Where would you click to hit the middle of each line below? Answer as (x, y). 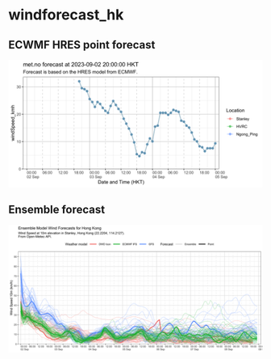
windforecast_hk (66, 15)
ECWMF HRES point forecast (82, 45)
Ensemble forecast (57, 210)
